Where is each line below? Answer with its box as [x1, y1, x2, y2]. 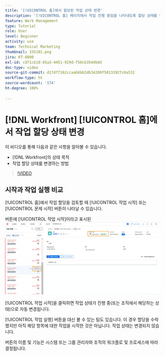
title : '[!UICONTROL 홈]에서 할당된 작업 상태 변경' [5, 8, 103, 13]
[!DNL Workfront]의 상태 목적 [12, 154, 70, 160]
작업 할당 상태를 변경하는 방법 [12, 160, 69, 166]
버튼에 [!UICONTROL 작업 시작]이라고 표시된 [5, 216, 91, 222]
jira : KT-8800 [5, 55, 34, 59]
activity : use [5, 39, 34, 44]
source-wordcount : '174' [5, 81, 56, 86]
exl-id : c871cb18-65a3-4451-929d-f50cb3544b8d [5, 59, 102, 65]
